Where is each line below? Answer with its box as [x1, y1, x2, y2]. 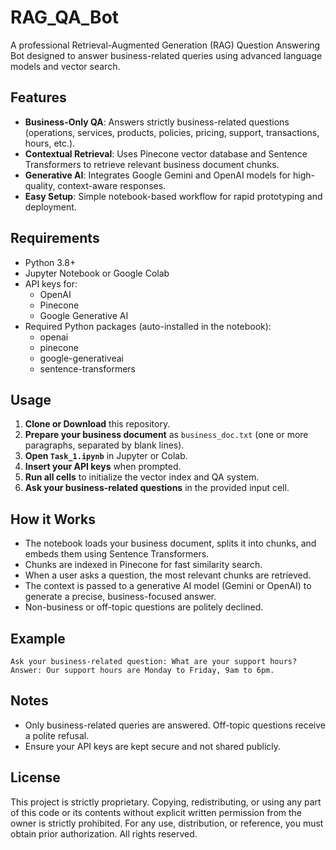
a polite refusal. [24, 729, 90, 741]
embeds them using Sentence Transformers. [24, 548, 210, 560]
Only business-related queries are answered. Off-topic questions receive [24, 719, 326, 731]
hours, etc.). [24, 137, 76, 149]
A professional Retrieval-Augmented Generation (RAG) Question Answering [10, 39, 321, 51]
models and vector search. [10, 60, 121, 72]
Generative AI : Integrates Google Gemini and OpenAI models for [24, 169, 292, 181]
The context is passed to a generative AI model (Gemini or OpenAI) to [24, 580, 312, 592]
